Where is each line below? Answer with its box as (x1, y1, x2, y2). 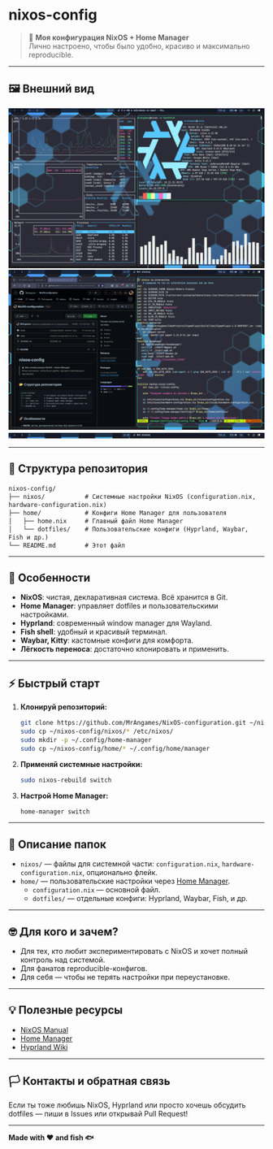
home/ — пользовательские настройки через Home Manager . (19, 876, 231, 887)
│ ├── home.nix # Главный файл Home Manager (8, 517, 184, 525)
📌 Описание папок (8, 837, 107, 851)
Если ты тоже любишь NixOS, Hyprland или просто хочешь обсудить (8, 1099, 246, 1110)
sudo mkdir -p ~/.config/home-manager (19, 735, 152, 744)
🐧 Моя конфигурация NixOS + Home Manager (28, 33, 189, 42)
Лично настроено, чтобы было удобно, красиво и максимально (28, 41, 250, 50)
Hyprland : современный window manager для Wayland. (19, 618, 213, 628)
